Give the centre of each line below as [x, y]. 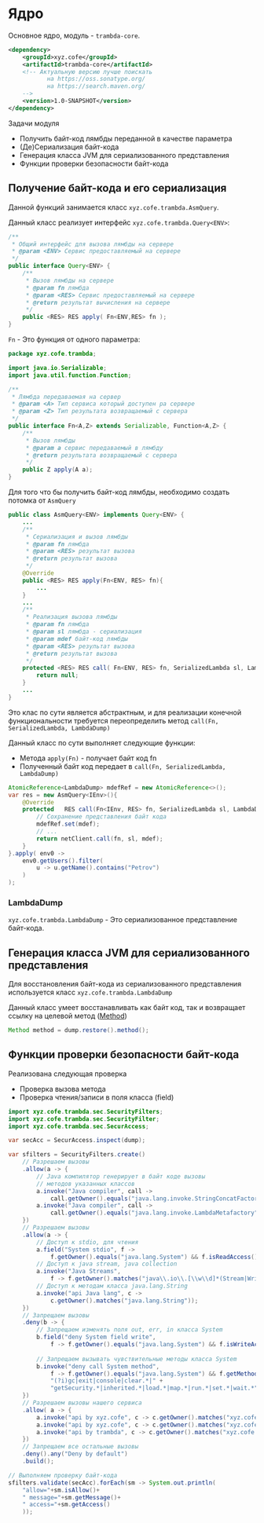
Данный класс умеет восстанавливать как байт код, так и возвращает [127, 1008]
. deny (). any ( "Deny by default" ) [75, 1454]
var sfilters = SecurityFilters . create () [77, 1155]
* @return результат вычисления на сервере [98, 302]
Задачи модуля [34, 123]
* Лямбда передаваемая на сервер [66, 397]
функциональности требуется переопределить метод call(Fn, [114, 720]
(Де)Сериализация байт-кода [69, 147]
